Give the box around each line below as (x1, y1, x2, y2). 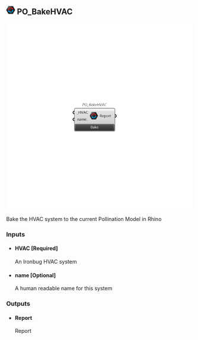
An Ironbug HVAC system (14, 258, 77, 265)
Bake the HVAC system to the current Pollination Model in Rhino (6, 215, 162, 222)
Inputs (6, 230, 25, 238)
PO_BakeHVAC (17, 7, 73, 17)
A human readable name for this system (14, 285, 113, 292)
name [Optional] (14, 271, 56, 278)
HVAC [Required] (14, 245, 58, 252)
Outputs (6, 300, 31, 308)
